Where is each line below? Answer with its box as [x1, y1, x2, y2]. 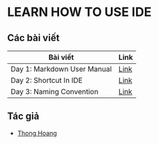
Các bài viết [7, 32, 60, 44]
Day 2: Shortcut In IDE [10, 76, 83, 85]
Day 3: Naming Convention [10, 87, 99, 96]
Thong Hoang [17, 129, 57, 137]
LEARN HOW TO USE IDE [7, 4, 152, 20]
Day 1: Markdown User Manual [10, 64, 112, 74]
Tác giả [7, 111, 40, 122]
